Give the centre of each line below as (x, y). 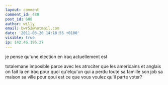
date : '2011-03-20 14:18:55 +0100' (43, 33)
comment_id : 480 (22, 14)
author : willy (20, 24)
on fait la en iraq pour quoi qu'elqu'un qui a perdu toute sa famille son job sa (84, 71)
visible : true (20, 38)
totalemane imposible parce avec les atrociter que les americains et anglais (83, 66)
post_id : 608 (19, 19)
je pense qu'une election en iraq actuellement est (56, 56)
